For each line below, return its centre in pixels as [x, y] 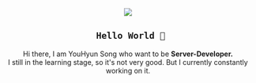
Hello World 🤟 [131, 36]
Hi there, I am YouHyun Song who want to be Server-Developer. [128, 54]
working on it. [128, 70]
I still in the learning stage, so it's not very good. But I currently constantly [128, 62]
